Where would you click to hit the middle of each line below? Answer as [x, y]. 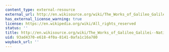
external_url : [20, 14]
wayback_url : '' [22, 42]
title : [12, 33]
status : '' [17, 28]
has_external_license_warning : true [44, 19]
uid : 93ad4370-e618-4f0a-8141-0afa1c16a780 [52, 38]
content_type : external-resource [40, 10]
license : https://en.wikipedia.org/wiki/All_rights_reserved [71, 24]
